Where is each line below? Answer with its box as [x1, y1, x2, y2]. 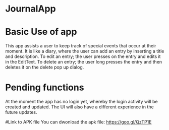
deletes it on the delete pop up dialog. [5, 64, 84, 71]
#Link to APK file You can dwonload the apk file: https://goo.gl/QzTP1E [5, 119, 152, 125]
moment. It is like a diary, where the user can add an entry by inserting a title [5, 48, 164, 54]
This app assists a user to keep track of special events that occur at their [5, 43, 156, 49]
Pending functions [5, 82, 84, 93]
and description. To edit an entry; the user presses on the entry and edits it [5, 53, 161, 59]
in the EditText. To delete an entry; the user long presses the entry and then [5, 59, 162, 65]
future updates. [5, 109, 37, 115]
